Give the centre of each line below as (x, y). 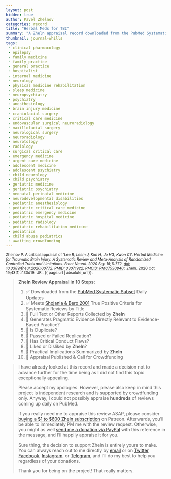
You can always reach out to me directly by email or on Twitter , (84, 450)
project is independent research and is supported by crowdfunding (88, 393)
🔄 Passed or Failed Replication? (59, 336)
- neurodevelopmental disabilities (45, 198)
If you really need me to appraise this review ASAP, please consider (89, 413)
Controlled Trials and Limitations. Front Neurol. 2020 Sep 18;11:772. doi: (68, 264)
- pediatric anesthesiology (38, 203)
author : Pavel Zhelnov (30, 19)
